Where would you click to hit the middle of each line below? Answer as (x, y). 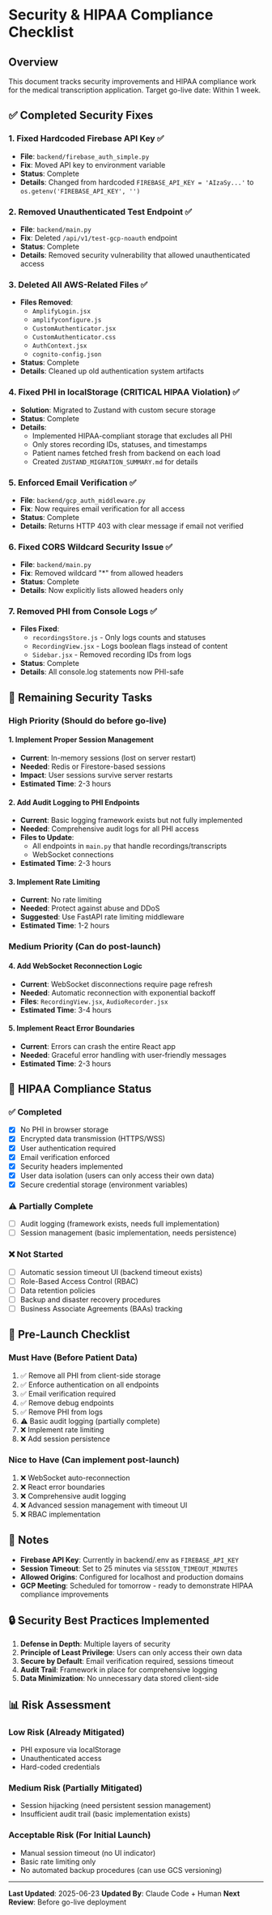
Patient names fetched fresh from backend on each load (126, 453)
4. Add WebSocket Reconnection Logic (76, 966)
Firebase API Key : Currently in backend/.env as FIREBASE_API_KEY (130, 1559)
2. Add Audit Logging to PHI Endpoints (74, 802)
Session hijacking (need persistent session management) (115, 1806)
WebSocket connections (73, 855)
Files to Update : (47, 838)
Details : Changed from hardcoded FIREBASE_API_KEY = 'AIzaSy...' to (137, 182)
